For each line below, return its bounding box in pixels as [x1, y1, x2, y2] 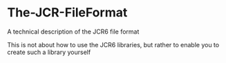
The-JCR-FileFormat [7, 5, 128, 21]
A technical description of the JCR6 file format [7, 27, 140, 36]
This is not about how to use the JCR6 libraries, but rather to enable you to [7, 40, 220, 49]
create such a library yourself [7, 48, 91, 56]
